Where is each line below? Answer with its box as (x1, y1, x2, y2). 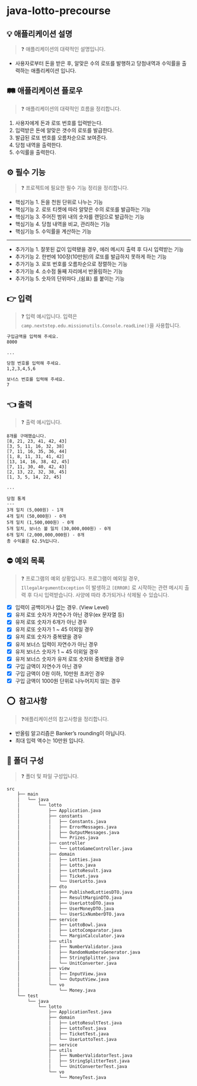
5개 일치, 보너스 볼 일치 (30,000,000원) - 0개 (6, 526, 111, 532)
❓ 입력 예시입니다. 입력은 (20, 313, 78, 320)
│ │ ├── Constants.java (17, 818, 107, 824)
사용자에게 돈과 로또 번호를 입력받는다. (15, 119, 103, 127)
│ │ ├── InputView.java (17, 971, 107, 977)
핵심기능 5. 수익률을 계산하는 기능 (15, 227, 92, 235)
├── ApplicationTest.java (48, 1009, 112, 1015)
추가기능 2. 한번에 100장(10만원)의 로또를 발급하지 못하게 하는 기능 (15, 253, 167, 260)
